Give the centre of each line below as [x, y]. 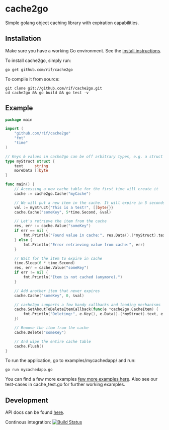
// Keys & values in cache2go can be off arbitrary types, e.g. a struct [84, 157]
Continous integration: [28, 422]
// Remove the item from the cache [52, 328]
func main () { [20, 184]
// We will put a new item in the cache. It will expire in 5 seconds [90, 203]
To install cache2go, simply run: [38, 60]
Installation [23, 39]
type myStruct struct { [30, 161]
